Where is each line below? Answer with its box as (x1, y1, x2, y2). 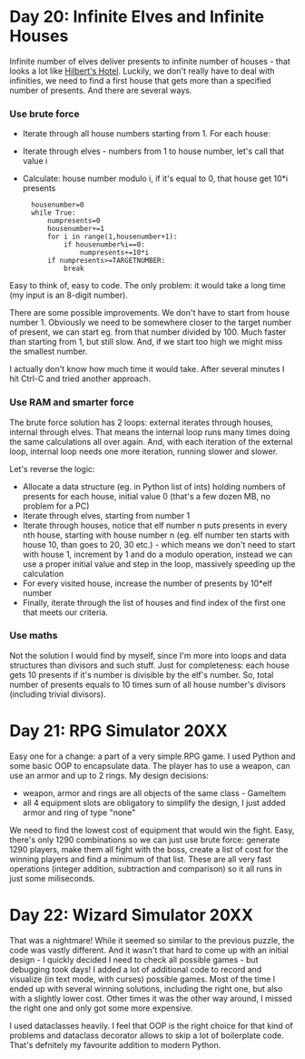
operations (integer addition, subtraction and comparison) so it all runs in (9, 862, 282, 874)
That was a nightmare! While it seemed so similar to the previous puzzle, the (9, 934, 295, 945)
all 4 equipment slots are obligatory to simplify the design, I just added (22, 797, 286, 808)
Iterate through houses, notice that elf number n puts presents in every (22, 519, 288, 530)
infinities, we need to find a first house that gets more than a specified (9, 75, 272, 86)
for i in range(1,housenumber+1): (46, 232, 178, 242)
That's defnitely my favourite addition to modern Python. (9, 1039, 221, 1050)
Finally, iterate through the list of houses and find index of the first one (22, 597, 286, 608)
